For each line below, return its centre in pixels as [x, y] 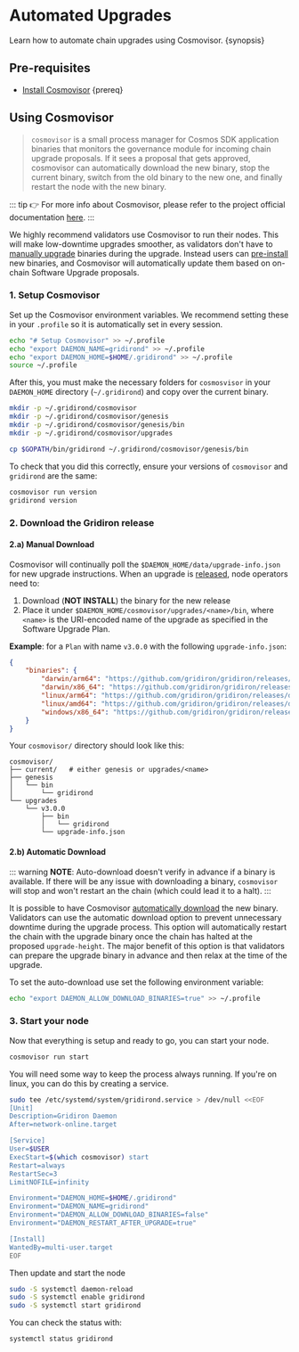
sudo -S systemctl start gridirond [75, 1306]
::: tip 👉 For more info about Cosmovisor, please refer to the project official [147, 204]
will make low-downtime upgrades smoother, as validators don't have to [141, 244]
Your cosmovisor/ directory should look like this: [97, 746]
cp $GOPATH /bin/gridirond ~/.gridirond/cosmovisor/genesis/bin [129, 449]
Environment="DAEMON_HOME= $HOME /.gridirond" [93, 1198]
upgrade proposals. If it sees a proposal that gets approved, [141, 158]
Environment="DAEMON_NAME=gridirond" [79, 1207]
